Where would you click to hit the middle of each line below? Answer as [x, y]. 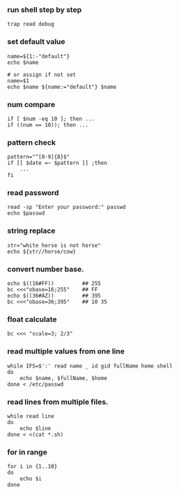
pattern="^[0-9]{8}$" [39, 157]
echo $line [36, 428]
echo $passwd [26, 213]
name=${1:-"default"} [39, 56]
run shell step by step [45, 10]
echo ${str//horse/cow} [42, 252]
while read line [31, 416]
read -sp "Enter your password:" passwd [67, 208]
